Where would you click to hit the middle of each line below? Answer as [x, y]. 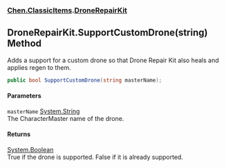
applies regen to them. [39, 67]
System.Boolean [30, 150]
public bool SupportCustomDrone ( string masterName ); [85, 80]
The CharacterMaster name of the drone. [66, 118]
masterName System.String [44, 111]
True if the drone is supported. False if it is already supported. [95, 157]
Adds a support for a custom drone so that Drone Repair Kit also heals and [113, 60]
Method [25, 44]
